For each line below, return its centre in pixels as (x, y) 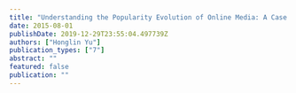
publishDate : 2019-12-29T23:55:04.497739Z (89, 34)
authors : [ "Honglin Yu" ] (55, 42)
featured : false (39, 67)
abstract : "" (33, 58)
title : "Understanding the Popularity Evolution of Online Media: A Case (148, 17)
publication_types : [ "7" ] (57, 50)
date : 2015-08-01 (41, 26)
